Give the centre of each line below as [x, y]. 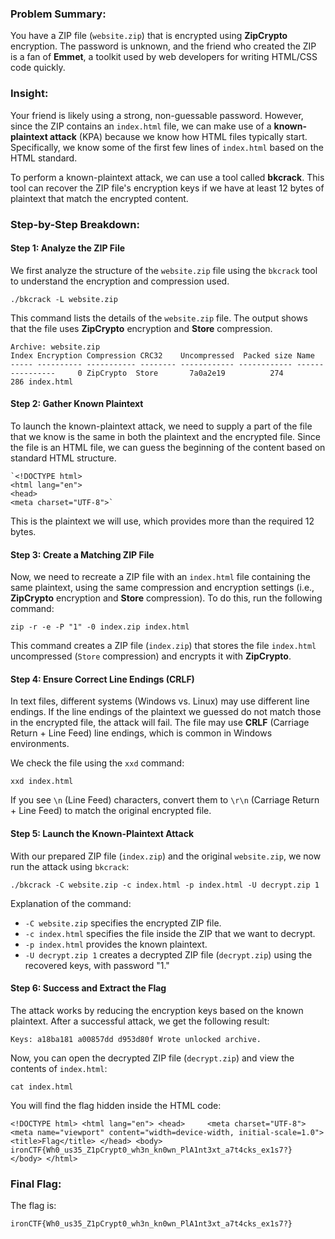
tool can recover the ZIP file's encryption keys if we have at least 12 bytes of [167, 188]
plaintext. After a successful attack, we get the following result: [140, 1021]
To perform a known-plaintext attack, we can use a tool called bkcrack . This [167, 177]
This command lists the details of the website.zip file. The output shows [159, 318]
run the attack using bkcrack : [70, 866]
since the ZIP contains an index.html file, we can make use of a [141, 126]
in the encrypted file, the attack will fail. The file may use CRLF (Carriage [160, 723]
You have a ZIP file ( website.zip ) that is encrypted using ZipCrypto [149, 36]
